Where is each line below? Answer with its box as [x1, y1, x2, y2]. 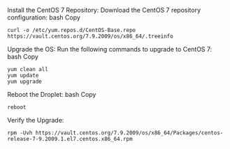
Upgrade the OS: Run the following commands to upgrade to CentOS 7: [7, 45, 213, 53]
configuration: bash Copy [7, 13, 80, 22]
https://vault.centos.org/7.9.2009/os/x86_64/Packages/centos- [35, 130, 224, 136]
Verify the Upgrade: [7, 116, 64, 124]
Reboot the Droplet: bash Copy [7, 91, 96, 98]
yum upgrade [7, 78, 42, 85]
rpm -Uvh [7, 130, 33, 136]
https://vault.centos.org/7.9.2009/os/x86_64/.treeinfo [7, 33, 173, 40]
